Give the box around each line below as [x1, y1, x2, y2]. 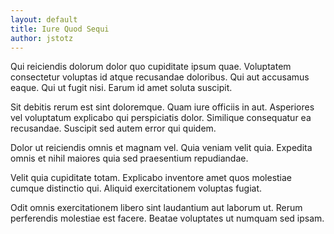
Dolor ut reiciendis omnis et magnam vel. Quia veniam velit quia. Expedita [10, 142, 313, 154]
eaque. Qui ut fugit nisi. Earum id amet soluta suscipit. [10, 82, 233, 94]
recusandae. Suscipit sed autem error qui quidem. [10, 122, 217, 135]
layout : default [10, 14, 78, 25]
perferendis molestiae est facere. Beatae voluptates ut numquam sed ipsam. [10, 212, 325, 225]
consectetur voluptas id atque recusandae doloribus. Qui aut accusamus [10, 71, 310, 83]
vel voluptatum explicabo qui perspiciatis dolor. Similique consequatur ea [10, 112, 312, 124]
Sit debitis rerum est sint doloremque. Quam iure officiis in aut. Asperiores [10, 101, 315, 113]
